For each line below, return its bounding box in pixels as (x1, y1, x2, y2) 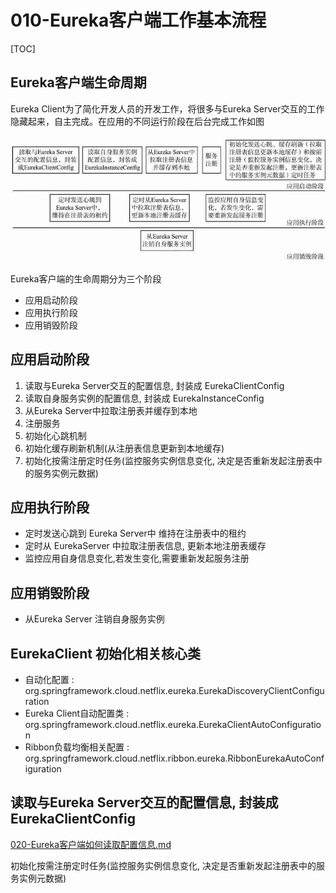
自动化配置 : (24, 673, 75, 685)
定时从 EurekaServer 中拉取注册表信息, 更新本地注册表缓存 (24, 540, 267, 552)
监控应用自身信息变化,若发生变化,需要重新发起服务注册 (24, 552, 250, 565)
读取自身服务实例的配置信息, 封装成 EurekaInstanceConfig (24, 392, 265, 404)
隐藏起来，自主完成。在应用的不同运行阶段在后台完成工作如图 (10, 115, 265, 127)
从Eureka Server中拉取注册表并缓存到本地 (24, 404, 198, 416)
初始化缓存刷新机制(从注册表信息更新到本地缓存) (24, 442, 225, 454)
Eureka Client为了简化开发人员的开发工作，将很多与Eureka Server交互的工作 (10, 102, 325, 115)
